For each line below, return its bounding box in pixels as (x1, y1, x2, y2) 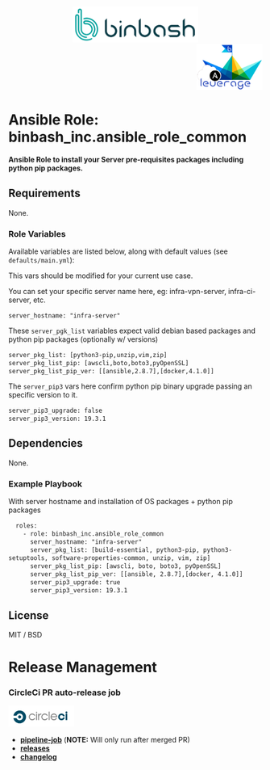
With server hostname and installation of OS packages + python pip (8, 497, 234, 507)
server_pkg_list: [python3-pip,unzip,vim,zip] (8, 351, 168, 360)
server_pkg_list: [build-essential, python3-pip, (29, 546, 200, 554)
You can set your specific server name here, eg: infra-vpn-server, (8, 287, 227, 297)
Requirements (8, 187, 81, 200)
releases (19, 743, 50, 753)
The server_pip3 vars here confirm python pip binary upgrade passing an (8, 381, 252, 391)
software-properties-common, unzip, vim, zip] (51, 554, 211, 562)
